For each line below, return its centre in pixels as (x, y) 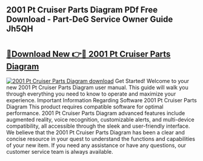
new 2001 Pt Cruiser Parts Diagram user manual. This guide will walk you (98, 87)
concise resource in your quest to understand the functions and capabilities (101, 139)
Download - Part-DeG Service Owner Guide (90, 20)
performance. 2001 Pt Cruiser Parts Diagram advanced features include (96, 113)
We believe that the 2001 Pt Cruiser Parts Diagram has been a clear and (95, 132)
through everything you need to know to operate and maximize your (91, 94)
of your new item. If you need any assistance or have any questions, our (96, 145)
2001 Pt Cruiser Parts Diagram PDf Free (82, 10)
